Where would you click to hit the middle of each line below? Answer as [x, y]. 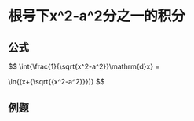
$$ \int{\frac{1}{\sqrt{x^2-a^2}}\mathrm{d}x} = [84, 66]
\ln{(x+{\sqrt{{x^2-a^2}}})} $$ [57, 82]
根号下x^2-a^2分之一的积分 [97, 16]
